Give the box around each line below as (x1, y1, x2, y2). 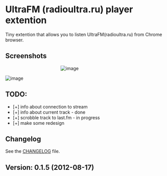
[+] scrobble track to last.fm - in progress (12, 114, 100, 121)
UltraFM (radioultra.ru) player (5, 4, 133, 15)
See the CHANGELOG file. (5, 148, 60, 155)
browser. (5, 37, 24, 43)
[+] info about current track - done (12, 109, 86, 115)
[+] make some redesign (12, 120, 65, 126)
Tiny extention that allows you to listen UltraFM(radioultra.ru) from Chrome (5, 31, 162, 37)
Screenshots (5, 52, 47, 60)
